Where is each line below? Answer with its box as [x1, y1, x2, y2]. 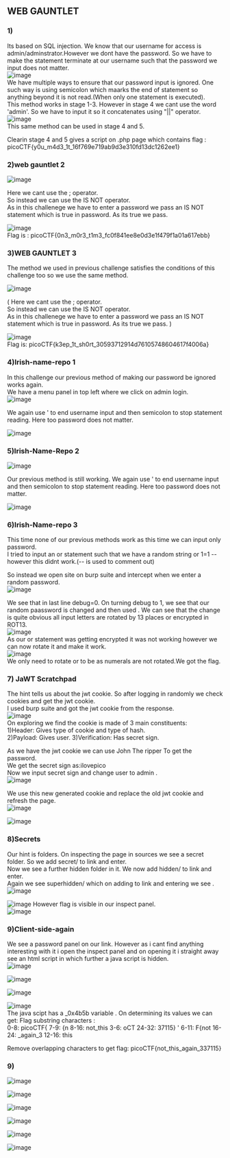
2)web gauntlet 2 [7, 159, 65, 169]
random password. [7, 578, 60, 587]
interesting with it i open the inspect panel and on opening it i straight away [7, 947, 219, 955]
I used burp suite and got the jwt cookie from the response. [7, 704, 175, 713]
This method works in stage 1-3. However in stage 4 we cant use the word [7, 100, 217, 109]
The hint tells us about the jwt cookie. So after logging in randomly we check [7, 690, 223, 698]
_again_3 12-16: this [18, 1031, 73, 1039]
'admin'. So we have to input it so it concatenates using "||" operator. [7, 107, 201, 115]
